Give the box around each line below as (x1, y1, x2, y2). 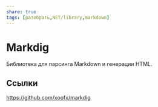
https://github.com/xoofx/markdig (6, 94, 91, 102)
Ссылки (6, 78, 38, 88)
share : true (6, 8, 36, 15)
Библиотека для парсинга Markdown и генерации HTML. (6, 60, 153, 68)
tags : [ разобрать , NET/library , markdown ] (6, 15, 110, 21)
